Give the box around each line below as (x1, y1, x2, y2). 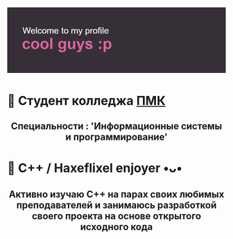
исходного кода (80, 221, 153, 233)
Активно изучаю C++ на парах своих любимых (8, 188, 225, 200)
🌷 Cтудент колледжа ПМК (7, 92, 166, 108)
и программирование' (65, 131, 168, 142)
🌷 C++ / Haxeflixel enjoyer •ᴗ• (7, 160, 182, 176)
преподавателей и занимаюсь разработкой (16, 199, 217, 211)
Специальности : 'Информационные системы (10, 120, 223, 132)
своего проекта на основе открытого (31, 210, 202, 222)
